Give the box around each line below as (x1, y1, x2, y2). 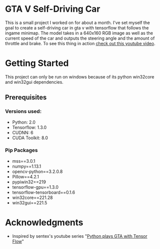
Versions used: (5, 108, 42, 115)
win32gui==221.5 (12, 199, 47, 205)
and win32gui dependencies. (5, 79, 63, 85)
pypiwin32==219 (12, 179, 46, 185)
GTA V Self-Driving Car (5, 3, 100, 15)
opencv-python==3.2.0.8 (12, 168, 63, 174)
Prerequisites (5, 93, 47, 101)
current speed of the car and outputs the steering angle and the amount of (5, 35, 155, 41)
